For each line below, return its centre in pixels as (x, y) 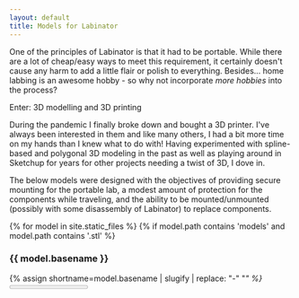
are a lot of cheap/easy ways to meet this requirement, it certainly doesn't (146, 61)
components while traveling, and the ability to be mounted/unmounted (139, 199)
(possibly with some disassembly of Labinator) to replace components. (141, 208)
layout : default (40, 18)
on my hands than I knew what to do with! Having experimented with (136, 144)
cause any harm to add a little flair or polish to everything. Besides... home (147, 70)
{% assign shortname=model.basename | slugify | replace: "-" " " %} (136, 278)
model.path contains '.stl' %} (62, 235)
